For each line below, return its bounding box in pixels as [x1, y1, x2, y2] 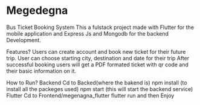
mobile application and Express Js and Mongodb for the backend [6, 30, 169, 37]
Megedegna [6, 4, 68, 17]
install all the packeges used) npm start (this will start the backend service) [6, 85, 193, 92]
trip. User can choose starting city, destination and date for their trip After [6, 54, 190, 62]
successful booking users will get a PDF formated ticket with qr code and [6, 61, 189, 68]
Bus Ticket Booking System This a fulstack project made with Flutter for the [6, 24, 195, 31]
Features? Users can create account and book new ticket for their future [6, 48, 186, 55]
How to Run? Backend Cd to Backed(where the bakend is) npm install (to [6, 79, 187, 86]
